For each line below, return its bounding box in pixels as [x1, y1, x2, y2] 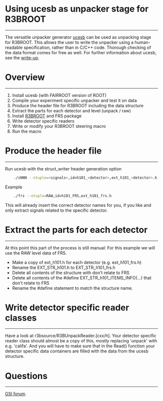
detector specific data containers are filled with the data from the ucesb [5, 348, 149, 354]
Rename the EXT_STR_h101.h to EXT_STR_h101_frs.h [12, 264, 115, 270]
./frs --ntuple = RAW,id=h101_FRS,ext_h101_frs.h [14, 193, 112, 198]
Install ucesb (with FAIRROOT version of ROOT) [12, 92, 107, 98]
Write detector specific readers [12, 118, 75, 124]
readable [5, 45, 23, 50]
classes [5, 312, 37, 323]
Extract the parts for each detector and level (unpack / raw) [12, 108, 131, 113]
